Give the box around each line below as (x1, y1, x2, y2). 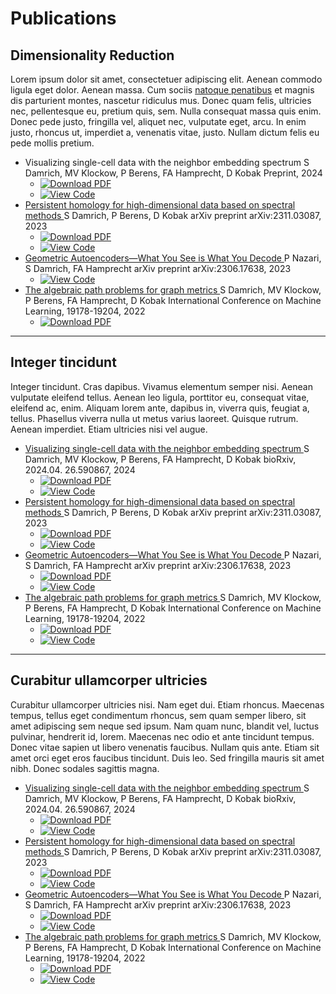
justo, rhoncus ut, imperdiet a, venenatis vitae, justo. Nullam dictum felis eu (10, 127, 320, 138)
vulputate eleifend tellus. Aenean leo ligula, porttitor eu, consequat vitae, (10, 391, 310, 403)
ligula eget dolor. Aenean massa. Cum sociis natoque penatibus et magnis (10, 84, 315, 96)
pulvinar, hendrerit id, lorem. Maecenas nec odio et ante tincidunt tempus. (10, 730, 315, 742)
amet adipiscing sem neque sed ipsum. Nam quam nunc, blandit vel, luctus (10, 720, 320, 732)
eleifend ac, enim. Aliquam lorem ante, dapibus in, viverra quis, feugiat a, (10, 402, 310, 414)
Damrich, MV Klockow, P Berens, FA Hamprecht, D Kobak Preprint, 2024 (24, 167, 323, 179)
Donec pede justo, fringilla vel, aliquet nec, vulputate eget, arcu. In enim (10, 116, 307, 127)
